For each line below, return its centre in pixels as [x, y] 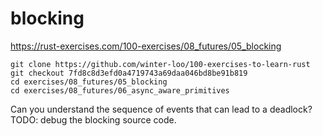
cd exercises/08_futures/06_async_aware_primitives [120, 90]
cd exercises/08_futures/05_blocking [89, 82]
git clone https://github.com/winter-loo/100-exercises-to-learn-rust [160, 64]
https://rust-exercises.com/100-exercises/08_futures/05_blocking [146, 46]
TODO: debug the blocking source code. [93, 119]
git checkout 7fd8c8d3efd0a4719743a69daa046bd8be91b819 [129, 73]
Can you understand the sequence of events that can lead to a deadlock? [161, 109]
